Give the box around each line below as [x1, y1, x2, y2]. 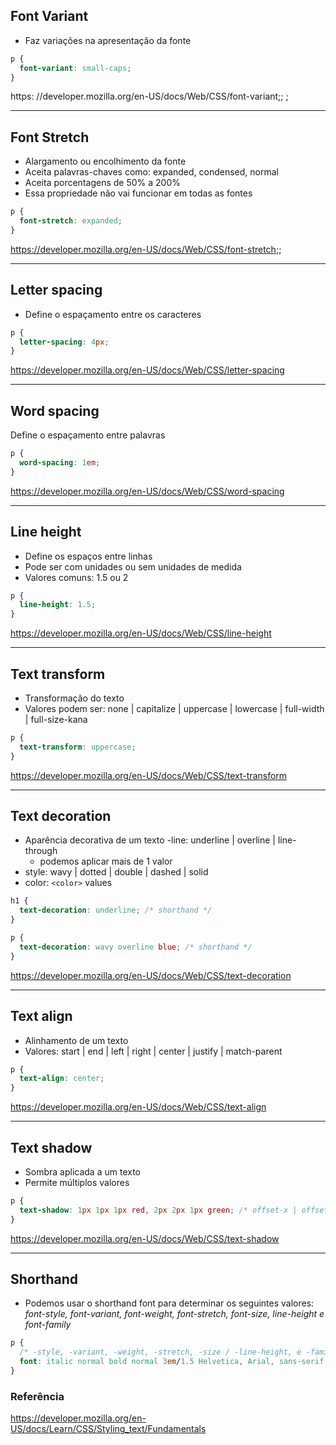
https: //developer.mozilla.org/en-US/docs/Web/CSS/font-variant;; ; [10, 90, 289, 103]
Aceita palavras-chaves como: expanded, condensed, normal [24, 166, 279, 178]
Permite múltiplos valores [24, 1176, 130, 1188]
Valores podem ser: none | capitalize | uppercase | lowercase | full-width [24, 703, 325, 714]
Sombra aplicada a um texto [24, 1165, 141, 1178]
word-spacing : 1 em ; [19, 458, 101, 468]
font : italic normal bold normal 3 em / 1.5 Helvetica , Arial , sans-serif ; [19, 1357, 329, 1367]
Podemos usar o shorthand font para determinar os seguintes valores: [24, 1297, 315, 1309]
